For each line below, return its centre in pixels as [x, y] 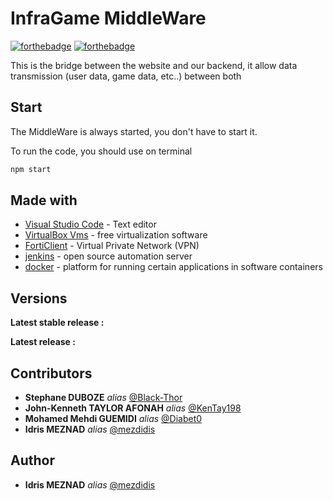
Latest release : [43, 342]
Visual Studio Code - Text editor [90, 224]
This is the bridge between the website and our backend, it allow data [154, 65]
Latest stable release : [57, 323]
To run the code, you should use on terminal [101, 151]
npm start [31, 169]
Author [32, 460]
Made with [44, 200]
